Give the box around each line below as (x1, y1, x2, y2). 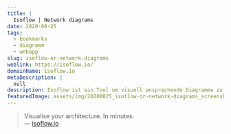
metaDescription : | (7, 74, 63, 81)
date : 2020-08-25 (7, 23, 57, 30)
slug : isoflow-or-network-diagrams (7, 55, 109, 62)
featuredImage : (7, 93, 51, 100)
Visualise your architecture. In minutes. (23, 112, 135, 120)
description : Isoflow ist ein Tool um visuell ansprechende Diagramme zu (7, 87, 223, 93)
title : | (7, 10, 32, 17)
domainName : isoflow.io (7, 67, 76, 74)
